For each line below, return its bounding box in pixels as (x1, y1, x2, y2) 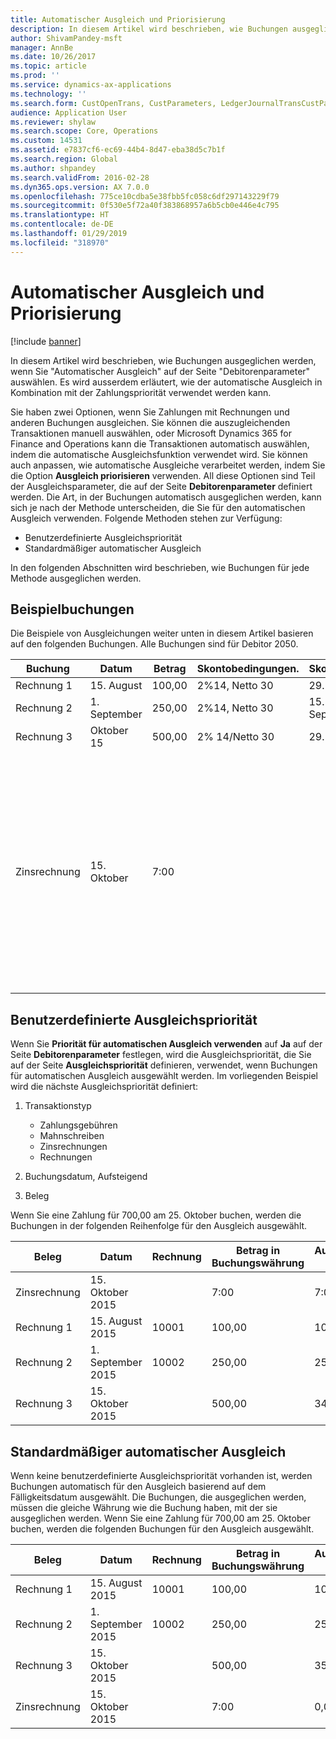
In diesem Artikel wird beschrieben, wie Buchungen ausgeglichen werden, (10, 354, 317, 366)
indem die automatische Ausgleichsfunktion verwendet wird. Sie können (10, 448, 308, 460)
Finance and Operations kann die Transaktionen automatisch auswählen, (10, 437, 310, 450)
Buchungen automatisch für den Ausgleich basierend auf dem (10, 1481, 267, 1492)
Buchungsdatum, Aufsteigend (24, 1171, 148, 1183)
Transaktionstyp (24, 1100, 92, 1112)
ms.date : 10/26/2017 (10, 52, 97, 62)
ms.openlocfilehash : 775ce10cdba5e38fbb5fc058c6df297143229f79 (10, 191, 280, 201)
